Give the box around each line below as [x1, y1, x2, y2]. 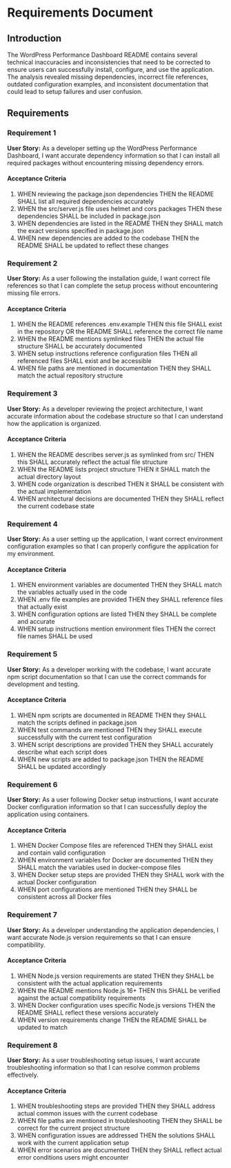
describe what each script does [17, 748, 108, 756]
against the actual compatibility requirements [17, 994, 146, 1002]
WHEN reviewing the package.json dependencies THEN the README [17, 189, 214, 198]
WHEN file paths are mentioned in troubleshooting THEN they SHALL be [17, 1117, 223, 1125]
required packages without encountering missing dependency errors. [7, 158, 205, 167]
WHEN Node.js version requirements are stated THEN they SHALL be [17, 972, 214, 980]
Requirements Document [7, 5, 154, 21]
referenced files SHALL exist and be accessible [17, 357, 152, 365]
